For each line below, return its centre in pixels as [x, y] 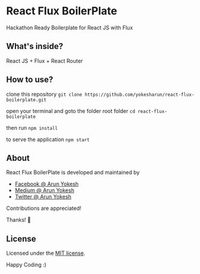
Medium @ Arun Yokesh [44, 190]
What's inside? [35, 46]
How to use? [30, 80]
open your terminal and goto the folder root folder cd [71, 111]
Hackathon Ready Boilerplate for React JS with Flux [70, 28]
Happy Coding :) [26, 265]
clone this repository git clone [44, 94]
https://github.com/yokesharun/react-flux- [139, 95]
